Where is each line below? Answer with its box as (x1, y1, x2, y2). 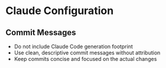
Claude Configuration (5, 4, 114, 18)
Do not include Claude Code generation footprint (14, 43, 134, 50)
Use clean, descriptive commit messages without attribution (14, 49, 161, 56)
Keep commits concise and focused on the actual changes (14, 56, 157, 62)
